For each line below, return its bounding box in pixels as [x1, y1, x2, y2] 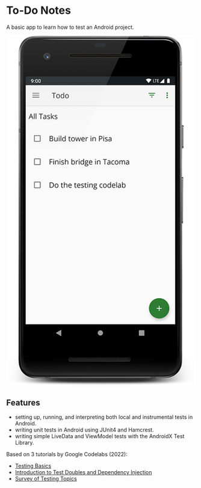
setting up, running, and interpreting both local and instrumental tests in [14, 413, 193, 421]
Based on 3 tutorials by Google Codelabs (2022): [6, 451, 128, 458]
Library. [14, 439, 34, 447]
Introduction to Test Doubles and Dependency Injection [14, 469, 152, 476]
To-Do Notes [6, 4, 71, 17]
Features [6, 397, 40, 407]
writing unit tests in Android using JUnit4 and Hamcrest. [14, 426, 155, 433]
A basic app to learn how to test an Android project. [6, 23, 134, 31]
